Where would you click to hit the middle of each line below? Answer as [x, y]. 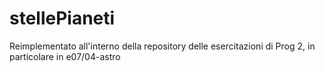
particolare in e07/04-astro [65, 56]
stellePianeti [62, 18]
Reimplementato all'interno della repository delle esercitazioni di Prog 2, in [162, 46]
